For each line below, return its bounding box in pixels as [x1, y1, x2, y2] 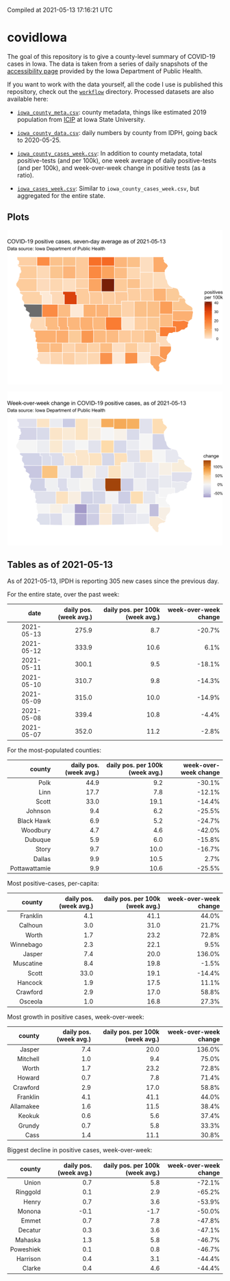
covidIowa [7, 30, 67, 45]
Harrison [16, 1255, 41, 1263]
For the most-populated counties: [7, 746, 101, 754]
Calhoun [18, 921, 43, 930]
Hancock [16, 978, 43, 986]
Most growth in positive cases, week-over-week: [7, 1012, 145, 1021]
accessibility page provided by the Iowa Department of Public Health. [7, 66, 203, 75]
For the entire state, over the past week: [7, 590, 120, 599]
